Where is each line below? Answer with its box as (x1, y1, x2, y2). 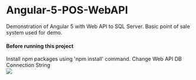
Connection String (6, 62, 51, 69)
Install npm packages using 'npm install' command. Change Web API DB (6, 55, 182, 62)
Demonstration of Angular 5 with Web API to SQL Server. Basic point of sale (6, 23, 190, 30)
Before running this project (6, 42, 74, 50)
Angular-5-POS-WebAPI (6, 4, 128, 17)
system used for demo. (6, 29, 63, 36)
